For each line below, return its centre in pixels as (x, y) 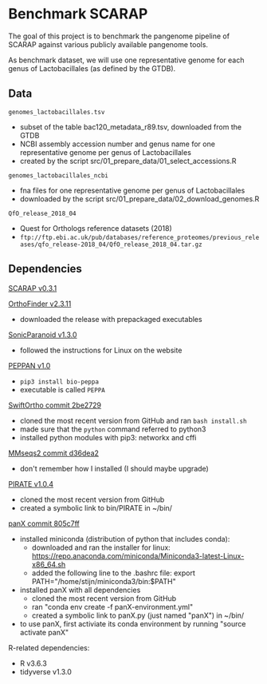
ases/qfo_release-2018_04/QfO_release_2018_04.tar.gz (111, 245)
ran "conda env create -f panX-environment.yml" (112, 606)
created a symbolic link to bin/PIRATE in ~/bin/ (96, 507)
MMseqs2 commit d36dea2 (54, 453)
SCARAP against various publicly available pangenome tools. (108, 44)
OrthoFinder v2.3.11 (40, 304)
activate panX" (44, 632)
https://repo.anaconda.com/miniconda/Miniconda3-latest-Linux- (138, 555)
